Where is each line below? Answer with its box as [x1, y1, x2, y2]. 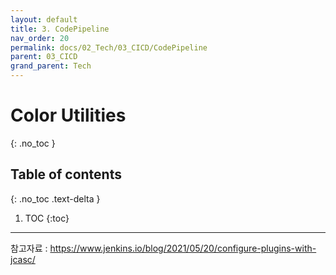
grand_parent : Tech [10, 61, 92, 71]
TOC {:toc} [24, 212, 70, 224]
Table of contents [10, 166, 122, 183]
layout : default [10, 14, 78, 25]
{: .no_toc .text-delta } [10, 192, 101, 205]
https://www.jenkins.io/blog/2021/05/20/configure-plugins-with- [49, 242, 317, 254]
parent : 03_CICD [10, 52, 78, 62]
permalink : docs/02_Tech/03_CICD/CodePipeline [10, 42, 208, 53]
